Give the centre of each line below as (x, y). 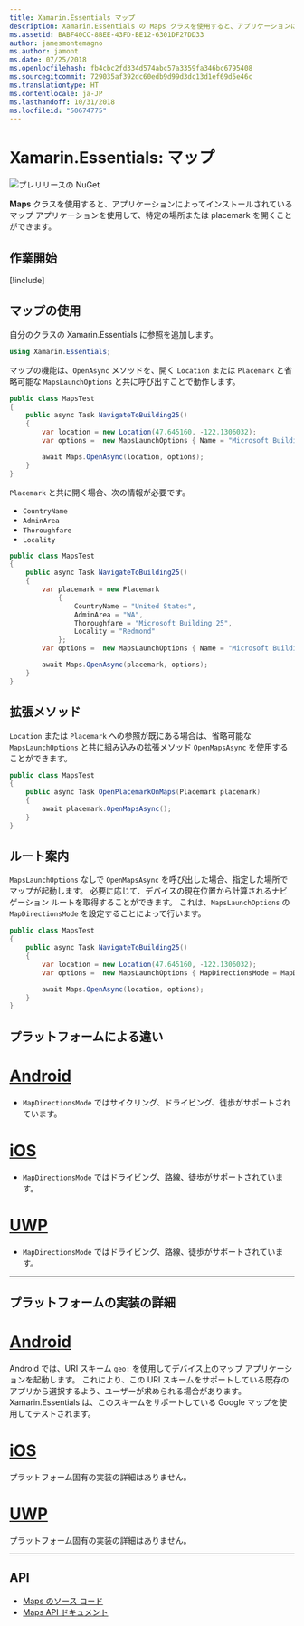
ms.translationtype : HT (54, 85)
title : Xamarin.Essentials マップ (72, 18)
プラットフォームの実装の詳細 (93, 1302)
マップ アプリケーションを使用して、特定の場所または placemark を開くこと (151, 215)
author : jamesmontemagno (56, 43)
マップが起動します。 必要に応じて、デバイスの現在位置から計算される (141, 891)
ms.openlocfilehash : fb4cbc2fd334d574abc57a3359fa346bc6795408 (131, 69)
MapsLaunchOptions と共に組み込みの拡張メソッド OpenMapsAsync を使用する (149, 747)
